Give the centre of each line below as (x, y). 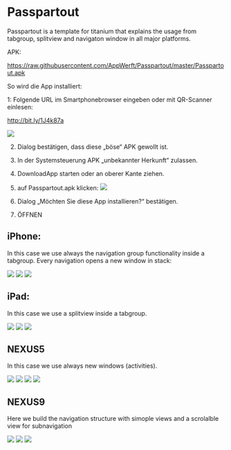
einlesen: (20, 107)
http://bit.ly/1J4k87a (36, 120)
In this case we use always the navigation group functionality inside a (106, 253)
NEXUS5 (26, 349)
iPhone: (24, 236)
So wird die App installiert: (45, 86)
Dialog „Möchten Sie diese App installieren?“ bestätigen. (98, 201)
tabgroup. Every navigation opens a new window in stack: (90, 260)
